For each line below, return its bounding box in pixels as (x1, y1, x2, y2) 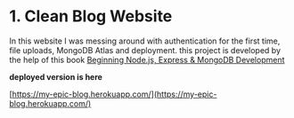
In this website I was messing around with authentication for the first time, (9, 35, 281, 46)
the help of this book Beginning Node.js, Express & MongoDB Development (9, 54, 285, 65)
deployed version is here (9, 71, 102, 82)
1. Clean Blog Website (9, 6, 173, 27)
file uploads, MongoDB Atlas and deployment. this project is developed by (9, 44, 282, 55)
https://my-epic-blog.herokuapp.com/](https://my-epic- (12, 89, 217, 99)
